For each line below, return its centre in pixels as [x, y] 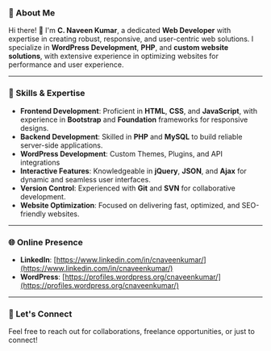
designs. [34, 127]
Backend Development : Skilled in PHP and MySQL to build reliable [131, 136]
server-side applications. [61, 145]
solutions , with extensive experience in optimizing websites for [114, 56]
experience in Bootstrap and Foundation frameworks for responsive [134, 119]
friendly [33, 214]
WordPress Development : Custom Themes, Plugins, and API [121, 153]
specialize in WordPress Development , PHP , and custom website [119, 48]
